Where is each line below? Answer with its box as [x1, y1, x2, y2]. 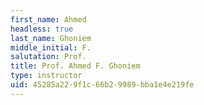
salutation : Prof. [10, 52, 87, 62]
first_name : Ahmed [10, 14, 87, 25]
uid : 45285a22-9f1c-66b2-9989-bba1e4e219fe [10, 80, 195, 90]
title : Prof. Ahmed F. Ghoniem [10, 61, 141, 71]
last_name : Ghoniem [10, 33, 92, 43]
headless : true [10, 24, 74, 34]
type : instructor [10, 71, 83, 81]
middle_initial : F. [10, 42, 92, 53]
